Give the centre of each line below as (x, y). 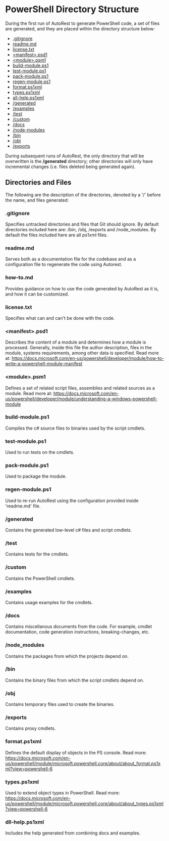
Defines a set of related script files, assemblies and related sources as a (80, 388)
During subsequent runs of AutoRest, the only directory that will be (75, 156)
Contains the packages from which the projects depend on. (67, 656)
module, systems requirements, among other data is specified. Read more (82, 353)
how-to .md (19, 278)
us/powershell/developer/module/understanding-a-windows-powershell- (81, 399)
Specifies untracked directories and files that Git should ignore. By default (82, 224)
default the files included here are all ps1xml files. (57, 235)
